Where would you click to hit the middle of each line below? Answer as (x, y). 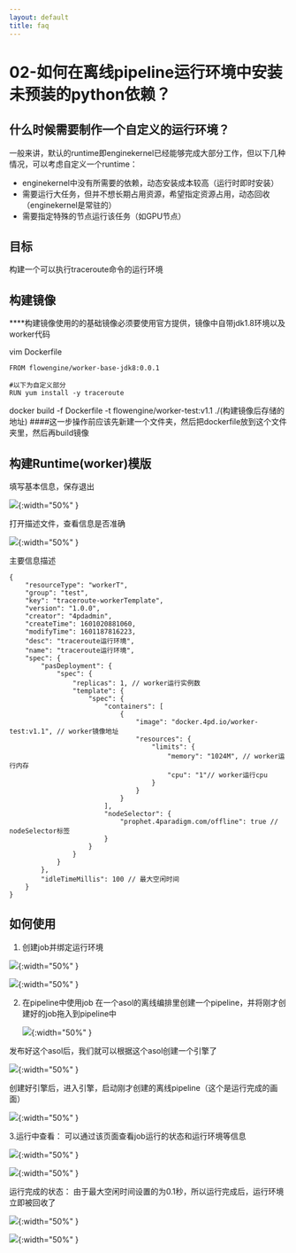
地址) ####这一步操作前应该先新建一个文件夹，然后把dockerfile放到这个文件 (148, 422)
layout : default (39, 17)
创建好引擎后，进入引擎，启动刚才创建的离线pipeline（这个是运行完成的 (140, 1087)
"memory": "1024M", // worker (223, 756)
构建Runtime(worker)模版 (80, 463)
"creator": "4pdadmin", (69, 616)
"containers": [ (134, 706)
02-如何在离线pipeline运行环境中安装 (146, 72)
